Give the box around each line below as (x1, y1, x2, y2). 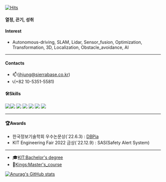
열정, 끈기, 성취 (5, 16, 34, 22)
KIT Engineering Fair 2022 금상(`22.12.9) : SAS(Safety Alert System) (12, 140, 150, 146)
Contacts (5, 60, 25, 66)
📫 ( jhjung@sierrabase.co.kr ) (12, 72, 71, 77)
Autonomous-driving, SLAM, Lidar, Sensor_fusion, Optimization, (12, 39, 142, 45)
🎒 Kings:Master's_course (12, 162, 62, 168)
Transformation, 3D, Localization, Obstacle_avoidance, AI (12, 44, 129, 50)
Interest (5, 28, 22, 34)
